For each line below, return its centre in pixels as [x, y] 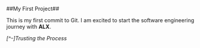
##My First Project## [33, 9]
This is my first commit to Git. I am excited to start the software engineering [100, 20]
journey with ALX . [29, 27]
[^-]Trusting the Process [37, 38]
